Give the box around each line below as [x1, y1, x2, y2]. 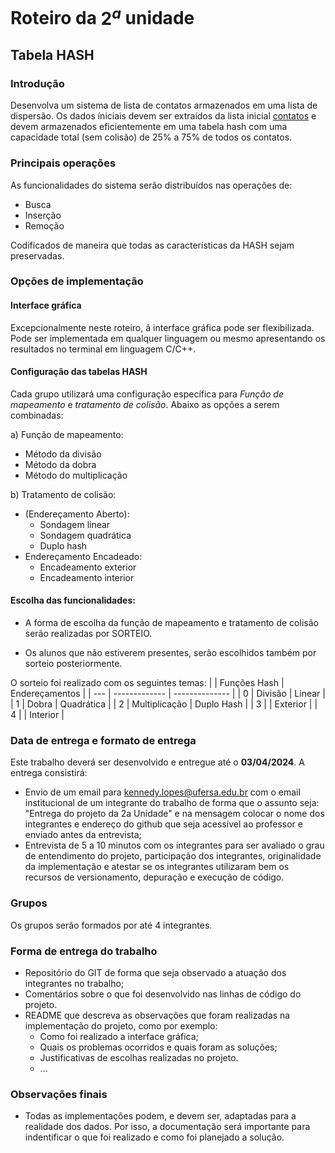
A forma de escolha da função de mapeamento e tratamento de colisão [24, 617, 319, 629]
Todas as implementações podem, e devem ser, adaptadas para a [24, 1110, 297, 1122]
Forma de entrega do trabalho [10, 944, 158, 958]
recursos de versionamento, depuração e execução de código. [24, 871, 285, 883]
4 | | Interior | [10, 709, 65, 721]
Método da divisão [24, 448, 102, 460]
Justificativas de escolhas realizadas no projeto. [39, 1051, 239, 1063]
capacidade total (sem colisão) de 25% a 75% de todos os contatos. [10, 131, 293, 143]
